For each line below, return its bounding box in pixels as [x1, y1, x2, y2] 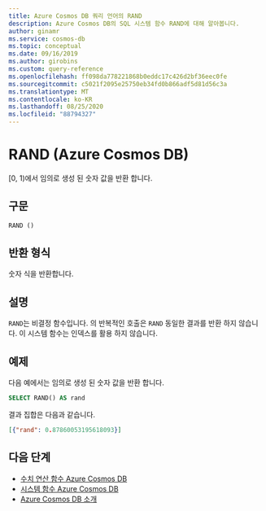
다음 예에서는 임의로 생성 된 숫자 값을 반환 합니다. [8, 378, 165, 387]
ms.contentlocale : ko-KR [8, 95, 93, 103]
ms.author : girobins [8, 58, 79, 66]
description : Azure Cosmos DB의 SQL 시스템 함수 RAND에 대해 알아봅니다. [8, 20, 240, 28]
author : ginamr [8, 27, 60, 35]
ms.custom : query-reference [8, 65, 104, 73]
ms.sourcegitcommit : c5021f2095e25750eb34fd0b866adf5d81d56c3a [8, 80, 228, 88]
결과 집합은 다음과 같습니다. [8, 409, 96, 419]
